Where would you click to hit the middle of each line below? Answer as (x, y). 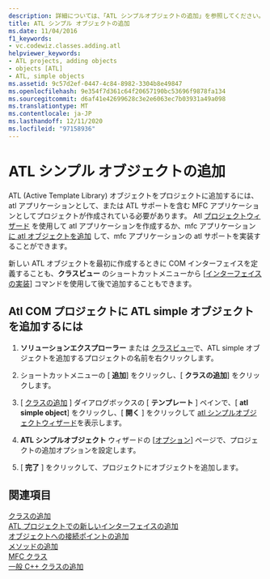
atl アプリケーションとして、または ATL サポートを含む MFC (108, 205)
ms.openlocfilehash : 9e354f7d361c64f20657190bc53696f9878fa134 (117, 91)
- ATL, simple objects (46, 76)
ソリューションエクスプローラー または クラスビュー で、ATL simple (132, 347)
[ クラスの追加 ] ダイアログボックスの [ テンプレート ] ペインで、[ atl (134, 402)
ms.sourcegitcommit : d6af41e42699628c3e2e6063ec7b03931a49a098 (117, 99)
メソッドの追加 (33, 547)
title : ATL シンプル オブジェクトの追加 (70, 23)
